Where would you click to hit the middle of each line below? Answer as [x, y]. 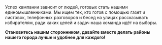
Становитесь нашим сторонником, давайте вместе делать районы [78, 32]
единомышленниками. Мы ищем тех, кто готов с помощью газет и [75, 12]
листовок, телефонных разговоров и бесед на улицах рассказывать [77, 17]
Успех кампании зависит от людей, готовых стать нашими [66, 7]
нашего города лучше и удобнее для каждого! [55, 37]
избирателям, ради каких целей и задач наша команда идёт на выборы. [81, 22]
